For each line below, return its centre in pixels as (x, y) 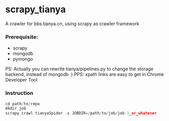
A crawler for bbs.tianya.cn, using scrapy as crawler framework (72, 24)
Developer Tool (21, 80)
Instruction (19, 93)
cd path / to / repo (23, 104)
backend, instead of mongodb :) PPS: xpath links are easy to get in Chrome (84, 74)
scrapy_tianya (36, 9)
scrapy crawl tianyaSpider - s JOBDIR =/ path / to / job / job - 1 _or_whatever (81, 113)
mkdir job (16, 109)
